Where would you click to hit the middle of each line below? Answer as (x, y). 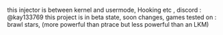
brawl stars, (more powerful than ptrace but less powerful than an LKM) (108, 24)
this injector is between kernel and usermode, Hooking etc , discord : (104, 10)
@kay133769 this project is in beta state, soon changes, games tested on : (112, 17)
